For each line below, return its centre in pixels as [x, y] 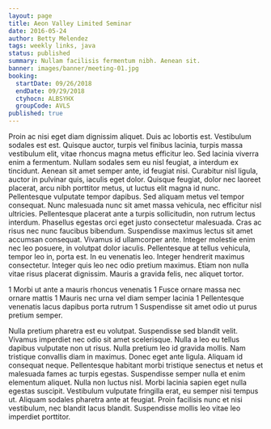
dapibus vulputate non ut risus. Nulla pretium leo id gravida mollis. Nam [127, 348]
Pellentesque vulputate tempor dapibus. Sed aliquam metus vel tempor [127, 196]
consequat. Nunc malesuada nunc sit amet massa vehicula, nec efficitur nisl [135, 205]
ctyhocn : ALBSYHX [45, 99]
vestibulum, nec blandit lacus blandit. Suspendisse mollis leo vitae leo [125, 408]
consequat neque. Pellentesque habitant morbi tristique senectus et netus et [136, 365]
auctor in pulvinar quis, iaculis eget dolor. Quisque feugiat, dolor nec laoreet [135, 179]
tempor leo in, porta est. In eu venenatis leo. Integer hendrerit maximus [127, 257]
